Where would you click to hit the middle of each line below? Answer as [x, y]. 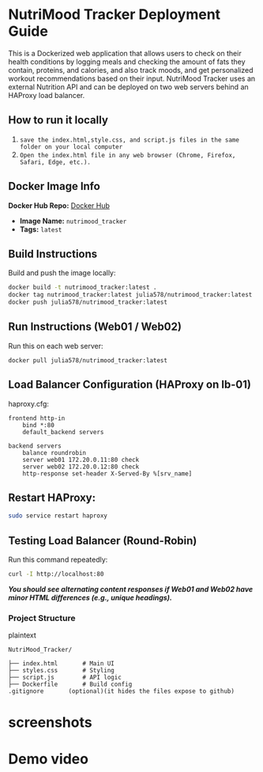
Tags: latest [41, 229]
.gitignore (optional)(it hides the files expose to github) [122, 691]
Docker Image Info [54, 186]
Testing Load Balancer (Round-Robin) [103, 541]
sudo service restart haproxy [58, 516]
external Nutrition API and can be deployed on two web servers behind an [128, 87]
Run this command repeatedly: [58, 560]
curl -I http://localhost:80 [56, 574]
